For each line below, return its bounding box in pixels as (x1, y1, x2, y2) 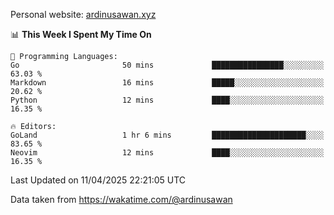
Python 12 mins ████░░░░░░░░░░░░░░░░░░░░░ (10, 95, 325, 105)
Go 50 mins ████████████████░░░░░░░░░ (10, 60, 325, 70)
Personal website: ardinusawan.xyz (10, 9, 157, 20)
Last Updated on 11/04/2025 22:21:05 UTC (10, 174, 187, 186)
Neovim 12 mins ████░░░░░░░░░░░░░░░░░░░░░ (10, 148, 325, 158)
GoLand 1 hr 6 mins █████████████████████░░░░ (10, 130, 325, 140)
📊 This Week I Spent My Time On (10, 29, 152, 40)
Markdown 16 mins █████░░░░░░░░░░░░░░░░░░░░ (10, 78, 325, 88)
